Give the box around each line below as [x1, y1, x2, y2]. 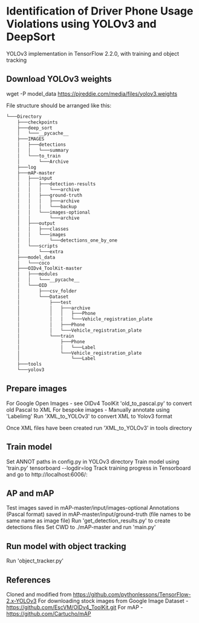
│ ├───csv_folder [17, 288, 77, 294]
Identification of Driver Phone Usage [6, 4, 194, 18]
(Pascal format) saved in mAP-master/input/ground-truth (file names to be [6, 510, 191, 518]
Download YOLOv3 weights [6, 74, 112, 84]
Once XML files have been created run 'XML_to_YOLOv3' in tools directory [6, 424, 192, 431]
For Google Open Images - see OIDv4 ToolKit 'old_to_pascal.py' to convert [6, 400, 192, 407]
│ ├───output [17, 220, 56, 226]
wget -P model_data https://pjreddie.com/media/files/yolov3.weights [6, 90, 178, 97]
